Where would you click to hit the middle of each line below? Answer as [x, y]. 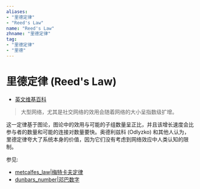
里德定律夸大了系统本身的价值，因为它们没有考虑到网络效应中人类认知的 [95, 139]
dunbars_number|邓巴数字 [47, 179]
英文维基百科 [30, 99]
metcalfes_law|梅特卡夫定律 [49, 172]
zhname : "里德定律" [29, 34]
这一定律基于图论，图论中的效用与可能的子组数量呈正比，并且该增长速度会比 [100, 124]
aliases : [17, 12]
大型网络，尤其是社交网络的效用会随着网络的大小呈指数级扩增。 [99, 112]
